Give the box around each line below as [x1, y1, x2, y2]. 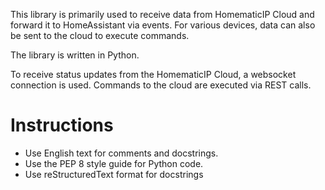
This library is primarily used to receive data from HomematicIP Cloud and [10, 9, 315, 20]
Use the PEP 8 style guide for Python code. [24, 157, 204, 169]
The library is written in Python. [10, 49, 140, 61]
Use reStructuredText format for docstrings [24, 168, 204, 180]
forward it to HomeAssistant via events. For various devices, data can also [10, 19, 316, 31]
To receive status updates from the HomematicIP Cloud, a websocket [10, 69, 297, 80]
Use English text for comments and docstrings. [24, 147, 219, 159]
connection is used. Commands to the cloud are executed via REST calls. [10, 79, 312, 91]
